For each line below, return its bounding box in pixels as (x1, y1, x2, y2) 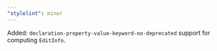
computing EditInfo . (7, 35, 66, 44)
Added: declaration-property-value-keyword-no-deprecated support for (7, 29, 211, 37)
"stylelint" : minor (7, 10, 63, 17)
